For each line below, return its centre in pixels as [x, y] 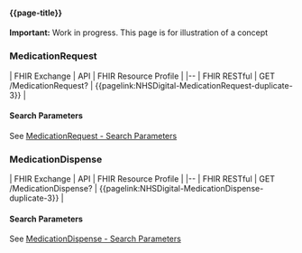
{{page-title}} [36, 13]
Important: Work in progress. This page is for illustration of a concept [139, 33]
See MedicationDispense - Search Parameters [96, 239]
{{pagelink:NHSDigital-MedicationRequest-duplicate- [194, 85]
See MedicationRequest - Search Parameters [93, 136]
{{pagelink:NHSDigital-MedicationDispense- [181, 188]
